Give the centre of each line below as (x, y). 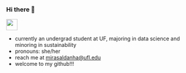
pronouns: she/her (38, 51)
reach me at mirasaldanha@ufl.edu (58, 58)
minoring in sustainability (45, 45)
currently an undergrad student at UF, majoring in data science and (97, 39)
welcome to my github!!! (44, 64)
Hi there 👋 (21, 9)
